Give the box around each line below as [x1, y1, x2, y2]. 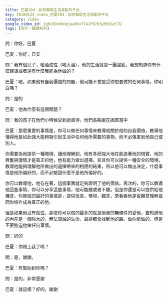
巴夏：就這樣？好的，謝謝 [5, 286, 58, 292]
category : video [5, 17, 39, 22]
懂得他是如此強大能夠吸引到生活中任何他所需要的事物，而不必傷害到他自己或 [5, 134, 163, 140]
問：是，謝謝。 [5, 254, 36, 260]
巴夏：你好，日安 [5, 51, 40, 57]
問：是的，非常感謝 [5, 275, 45, 281]
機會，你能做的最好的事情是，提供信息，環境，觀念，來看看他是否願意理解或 [5, 193, 163, 199]
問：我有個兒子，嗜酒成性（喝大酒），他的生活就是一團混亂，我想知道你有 [5, 62, 156, 68]
